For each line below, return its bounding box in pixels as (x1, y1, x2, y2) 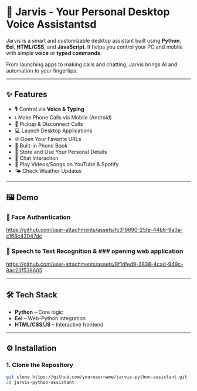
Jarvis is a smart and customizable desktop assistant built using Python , (6, 37, 182, 44)
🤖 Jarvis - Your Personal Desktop (6, 5, 170, 19)
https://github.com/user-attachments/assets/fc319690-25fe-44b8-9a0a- (6, 227, 184, 234)
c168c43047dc (6, 232, 42, 239)
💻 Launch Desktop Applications (14, 127, 93, 134)
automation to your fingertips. (6, 67, 78, 74)
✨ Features (6, 90, 47, 100)
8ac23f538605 (6, 266, 43, 274)
